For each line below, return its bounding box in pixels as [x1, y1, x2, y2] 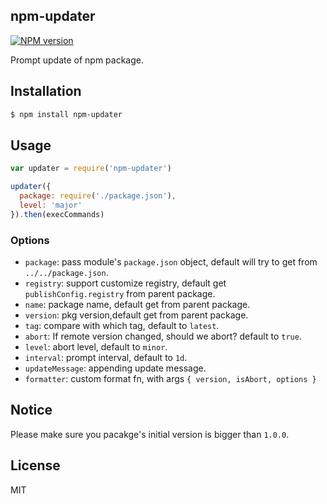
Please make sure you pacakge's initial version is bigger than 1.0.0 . [10, 428, 290, 440]
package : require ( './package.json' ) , [19, 191, 177, 201]
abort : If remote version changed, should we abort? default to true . [24, 330, 302, 342]
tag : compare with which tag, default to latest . [24, 319, 220, 331]
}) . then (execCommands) [10, 209, 105, 219]
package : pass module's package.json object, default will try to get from [24, 255, 318, 268]
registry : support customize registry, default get [24, 277, 227, 289]
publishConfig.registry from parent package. [24, 287, 216, 299]
